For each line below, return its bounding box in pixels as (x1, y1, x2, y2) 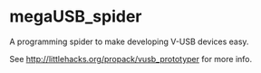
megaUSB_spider (9, 6, 142, 27)
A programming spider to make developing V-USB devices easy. (9, 36, 249, 47)
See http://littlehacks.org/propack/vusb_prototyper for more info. (9, 53, 252, 64)
